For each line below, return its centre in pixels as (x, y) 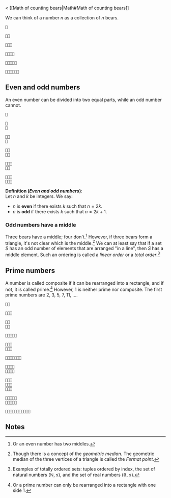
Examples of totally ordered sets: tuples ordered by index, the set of (84, 469)
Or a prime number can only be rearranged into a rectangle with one (84, 485)
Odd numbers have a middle (41, 225)
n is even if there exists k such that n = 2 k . (58, 206)
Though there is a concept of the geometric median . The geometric (83, 454)
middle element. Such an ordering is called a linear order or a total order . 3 (83, 254)
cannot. (13, 105)
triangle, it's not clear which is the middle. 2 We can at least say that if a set (83, 242)
